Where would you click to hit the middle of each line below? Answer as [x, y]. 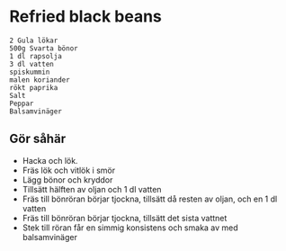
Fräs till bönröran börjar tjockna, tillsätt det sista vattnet [125, 218]
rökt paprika [34, 87]
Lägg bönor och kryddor [67, 179]
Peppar [22, 103]
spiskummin [30, 72]
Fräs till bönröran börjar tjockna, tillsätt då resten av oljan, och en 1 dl [150, 199]
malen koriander [40, 80]
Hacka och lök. [50, 160]
